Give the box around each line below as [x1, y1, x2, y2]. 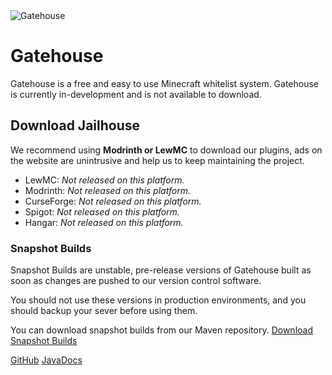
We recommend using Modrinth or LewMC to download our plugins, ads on [10, 144, 323, 156]
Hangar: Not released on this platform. [24, 216, 184, 228]
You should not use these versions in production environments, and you [10, 294, 307, 306]
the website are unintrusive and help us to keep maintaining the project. [10, 154, 305, 166]
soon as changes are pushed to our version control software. [10, 275, 262, 287]
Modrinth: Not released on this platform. [24, 184, 191, 196]
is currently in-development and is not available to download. [10, 88, 262, 100]
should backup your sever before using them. [10, 305, 198, 317]
